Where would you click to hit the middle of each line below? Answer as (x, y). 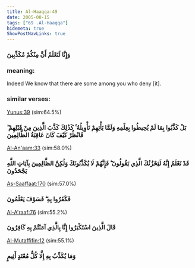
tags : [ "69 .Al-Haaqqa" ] (37, 23)
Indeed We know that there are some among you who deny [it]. (84, 83)
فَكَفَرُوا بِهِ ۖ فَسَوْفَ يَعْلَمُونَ (39, 199)
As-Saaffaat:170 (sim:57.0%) (42, 184)
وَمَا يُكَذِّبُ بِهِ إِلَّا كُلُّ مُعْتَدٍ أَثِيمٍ (41, 255)
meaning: (21, 70)
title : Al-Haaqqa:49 (32, 12)
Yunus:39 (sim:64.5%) (34, 112)
